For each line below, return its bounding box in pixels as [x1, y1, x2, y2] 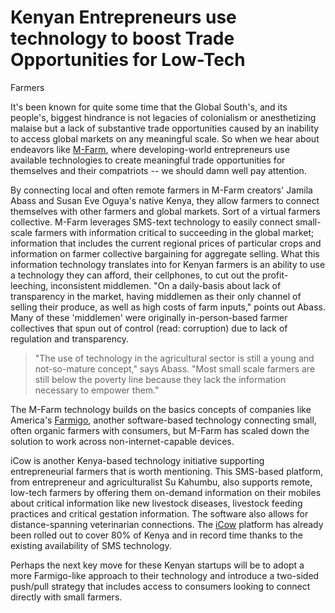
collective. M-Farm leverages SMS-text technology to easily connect [10, 216, 293, 228]
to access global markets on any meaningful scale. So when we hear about [10, 132, 320, 145]
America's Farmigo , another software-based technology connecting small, [10, 414, 317, 426]
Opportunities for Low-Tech [10, 49, 246, 71]
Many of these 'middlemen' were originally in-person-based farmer [10, 311, 288, 323]
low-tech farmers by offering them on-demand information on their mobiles [10, 486, 322, 498]
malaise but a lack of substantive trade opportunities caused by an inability [10, 122, 320, 134]
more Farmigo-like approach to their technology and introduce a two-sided [10, 569, 320, 581]
